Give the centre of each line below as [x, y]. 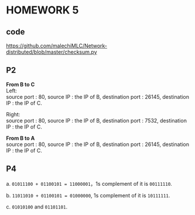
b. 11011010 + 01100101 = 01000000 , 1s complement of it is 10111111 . [88, 195]
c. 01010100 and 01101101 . [37, 207]
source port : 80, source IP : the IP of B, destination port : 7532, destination [97, 120]
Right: [13, 114]
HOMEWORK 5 [42, 10]
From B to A [20, 138]
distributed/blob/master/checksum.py [52, 52]
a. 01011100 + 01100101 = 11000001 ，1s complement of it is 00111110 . [89, 183]
